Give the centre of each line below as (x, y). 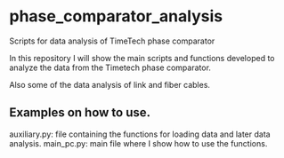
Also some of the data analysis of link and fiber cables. (110, 84)
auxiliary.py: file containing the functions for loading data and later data (140, 134)
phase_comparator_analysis (116, 16)
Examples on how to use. (80, 113)
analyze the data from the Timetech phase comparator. (110, 67)
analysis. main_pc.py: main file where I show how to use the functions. (138, 143)
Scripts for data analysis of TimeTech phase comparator (112, 41)
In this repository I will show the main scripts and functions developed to (142, 58)
